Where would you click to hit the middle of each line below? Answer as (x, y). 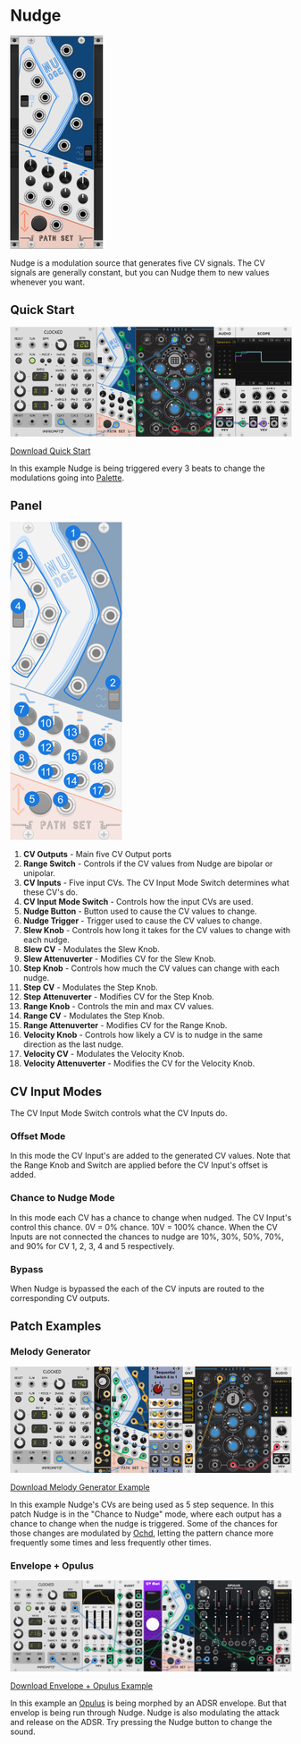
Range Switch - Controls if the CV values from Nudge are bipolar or (148, 863)
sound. (23, 1731)
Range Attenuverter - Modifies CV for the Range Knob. (125, 1025)
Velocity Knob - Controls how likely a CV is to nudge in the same (143, 1035)
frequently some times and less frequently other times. (111, 1542)
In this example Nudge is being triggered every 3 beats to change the (138, 468)
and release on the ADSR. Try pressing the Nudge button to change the (141, 1722)
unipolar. (39, 873)
